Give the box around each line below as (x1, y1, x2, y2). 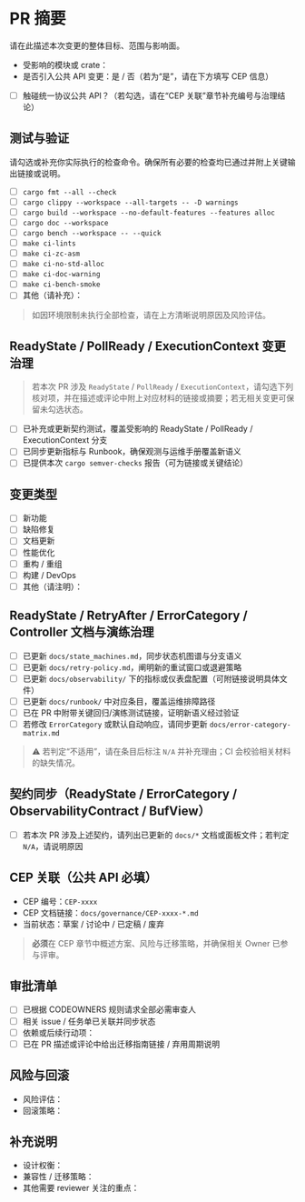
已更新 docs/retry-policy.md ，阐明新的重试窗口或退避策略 (22, 661, 242, 673)
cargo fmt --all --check (22, 187, 117, 196)
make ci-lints (22, 239, 76, 248)
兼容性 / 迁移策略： (22, 1171, 94, 1182)
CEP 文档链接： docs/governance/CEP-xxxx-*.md (22, 907, 199, 918)
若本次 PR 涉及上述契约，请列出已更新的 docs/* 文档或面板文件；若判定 (22, 829, 290, 840)
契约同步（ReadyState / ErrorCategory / (9, 786, 238, 802)
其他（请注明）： (22, 581, 84, 592)
